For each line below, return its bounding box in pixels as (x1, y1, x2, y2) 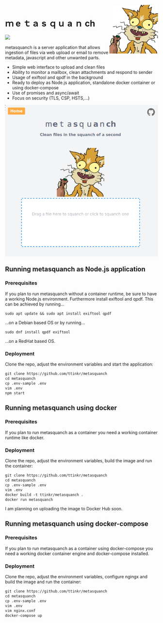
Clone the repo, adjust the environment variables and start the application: (5, 361, 154, 367)
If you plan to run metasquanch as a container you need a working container (5, 429, 158, 435)
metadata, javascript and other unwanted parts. (5, 54, 100, 60)
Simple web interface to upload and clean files (12, 64, 105, 70)
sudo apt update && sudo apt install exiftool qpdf (5, 311, 112, 316)
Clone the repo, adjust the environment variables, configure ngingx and (5, 573, 148, 579)
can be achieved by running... (5, 301, 65, 307)
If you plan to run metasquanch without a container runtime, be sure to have (5, 291, 157, 297)
